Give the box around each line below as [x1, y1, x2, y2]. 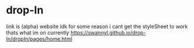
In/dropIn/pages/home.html [6, 35, 73, 42]
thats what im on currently [6, 29, 69, 36]
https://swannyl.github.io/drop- [70, 29, 147, 36]
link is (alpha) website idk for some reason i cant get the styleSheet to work [6, 23, 188, 30]
